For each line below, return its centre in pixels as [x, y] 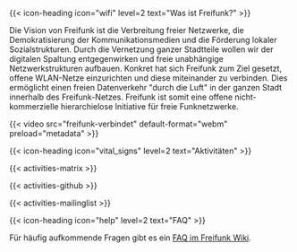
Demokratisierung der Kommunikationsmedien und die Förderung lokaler [143, 40]
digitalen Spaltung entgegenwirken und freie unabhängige [116, 59]
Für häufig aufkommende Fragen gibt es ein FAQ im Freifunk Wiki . [131, 238]
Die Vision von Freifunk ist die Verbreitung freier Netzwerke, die [127, 30]
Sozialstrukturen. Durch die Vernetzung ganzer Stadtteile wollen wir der [141, 49]
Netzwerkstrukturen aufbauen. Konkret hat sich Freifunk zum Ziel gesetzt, [146, 68]
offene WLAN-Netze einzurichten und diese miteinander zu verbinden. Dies [148, 78]
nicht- [245, 97]
